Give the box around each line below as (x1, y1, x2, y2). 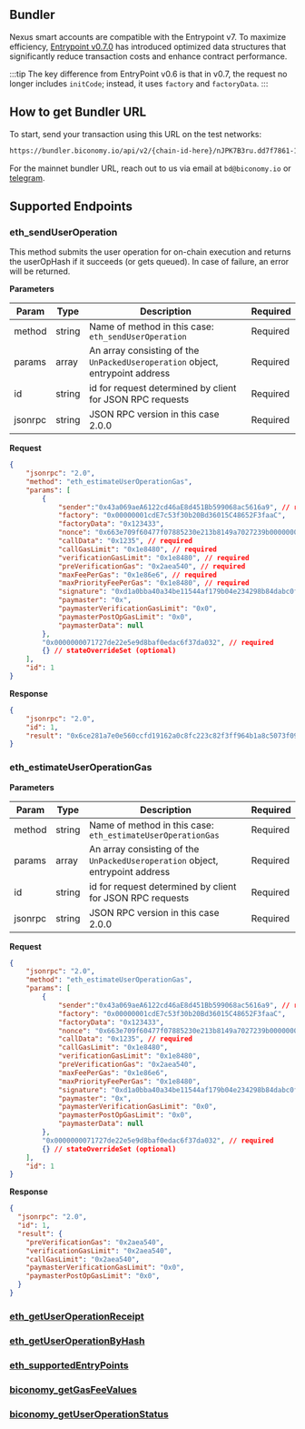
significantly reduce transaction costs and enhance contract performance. (9, 50, 288, 62)
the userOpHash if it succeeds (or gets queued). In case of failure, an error (9, 257, 290, 267)
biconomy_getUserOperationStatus (9, 1407, 170, 1420)
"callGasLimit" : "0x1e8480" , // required (57, 545, 218, 554)
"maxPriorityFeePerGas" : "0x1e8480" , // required (57, 579, 250, 588)
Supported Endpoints (9, 198, 133, 214)
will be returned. (9, 266, 71, 277)
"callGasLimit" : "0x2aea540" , (25, 1254, 141, 1263)
